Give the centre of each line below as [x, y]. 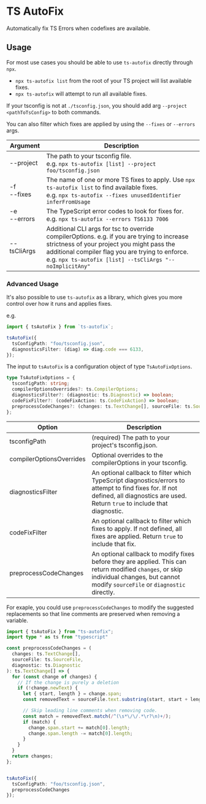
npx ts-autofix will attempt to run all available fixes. [81, 94]
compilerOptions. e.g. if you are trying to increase [117, 236]
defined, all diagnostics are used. [139, 496]
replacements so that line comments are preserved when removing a [93, 613]
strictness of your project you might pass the [111, 244]
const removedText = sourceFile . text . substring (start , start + [105, 700]
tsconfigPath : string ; [41, 384]
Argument [25, 145]
